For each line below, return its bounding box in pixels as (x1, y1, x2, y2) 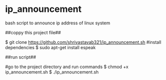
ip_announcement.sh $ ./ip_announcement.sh (5, 69, 99, 75)
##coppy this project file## (5, 29, 61, 35)
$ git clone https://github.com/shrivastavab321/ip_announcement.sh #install (5, 39, 162, 45)
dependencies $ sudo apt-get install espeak (5, 44, 96, 50)
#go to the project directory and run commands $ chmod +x (5, 64, 129, 70)
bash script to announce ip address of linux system (5, 20, 111, 26)
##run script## (5, 54, 36, 60)
